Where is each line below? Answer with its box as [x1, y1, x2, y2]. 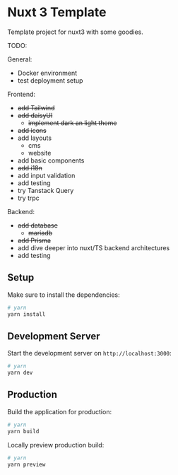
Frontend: [7, 90, 36, 98]
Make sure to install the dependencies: [7, 291, 120, 299]
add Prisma [17, 236, 51, 245]
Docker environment [17, 69, 78, 77]
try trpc [17, 194, 40, 202]
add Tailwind [17, 103, 55, 112]
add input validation [17, 171, 76, 180]
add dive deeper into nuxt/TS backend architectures [17, 243, 170, 252]
